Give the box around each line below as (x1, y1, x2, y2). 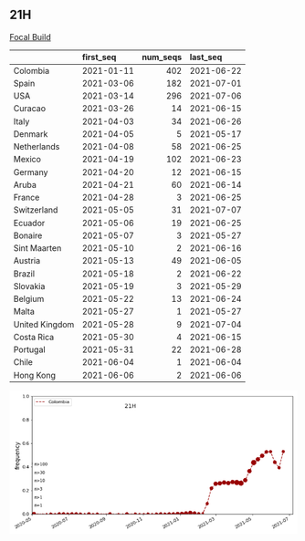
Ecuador (13, 217, 46, 228)
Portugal (13, 344, 46, 355)
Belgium (13, 294, 45, 305)
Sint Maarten (13, 243, 62, 254)
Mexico (13, 154, 41, 165)
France (13, 192, 40, 203)
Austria (13, 255, 41, 266)
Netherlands (13, 141, 60, 152)
